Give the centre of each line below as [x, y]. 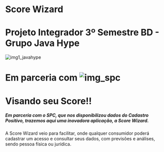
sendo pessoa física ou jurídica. [38, 144]
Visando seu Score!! [49, 101]
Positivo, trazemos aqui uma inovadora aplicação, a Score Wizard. [77, 121]
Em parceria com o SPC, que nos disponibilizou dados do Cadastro [77, 116]
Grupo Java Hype [42, 43]
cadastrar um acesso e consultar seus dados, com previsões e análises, [80, 139]
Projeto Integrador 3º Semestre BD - [82, 33]
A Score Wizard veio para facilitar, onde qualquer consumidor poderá [77, 133]
